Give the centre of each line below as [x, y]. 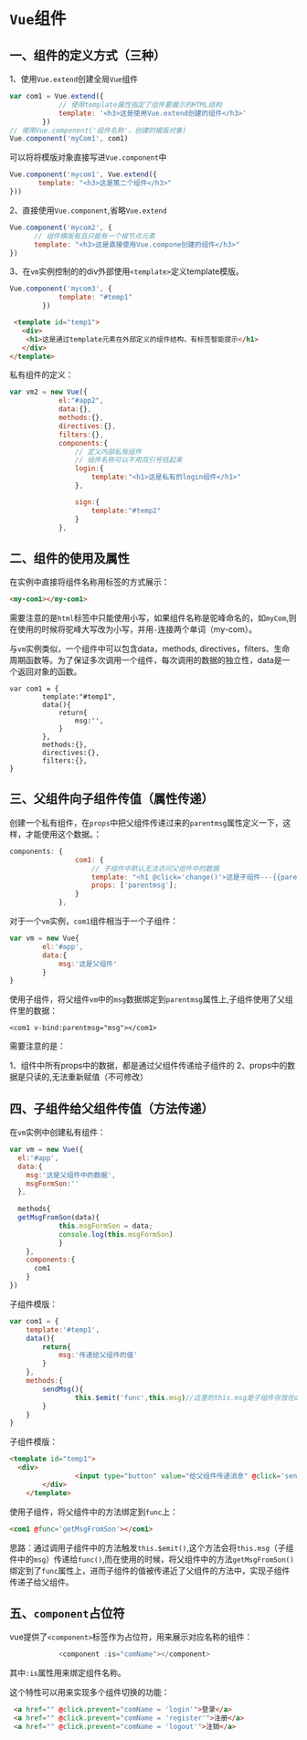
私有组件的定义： [42, 374]
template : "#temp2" [126, 511]
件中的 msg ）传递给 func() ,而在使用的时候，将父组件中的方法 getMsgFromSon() [152, 1559]
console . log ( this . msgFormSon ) [116, 1234]
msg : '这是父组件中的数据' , [71, 1175]
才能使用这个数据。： [64, 834]
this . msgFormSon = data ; [106, 1226]
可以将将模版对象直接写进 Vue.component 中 [88, 157]
